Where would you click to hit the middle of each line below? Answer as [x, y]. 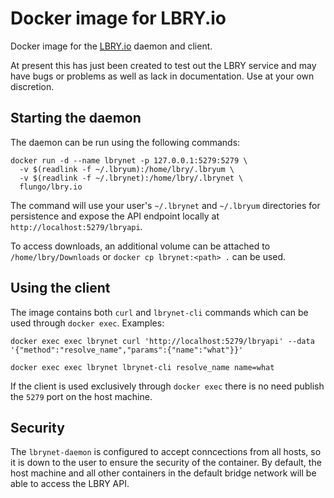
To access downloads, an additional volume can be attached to [140, 246]
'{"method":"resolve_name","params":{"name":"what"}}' [127, 350]
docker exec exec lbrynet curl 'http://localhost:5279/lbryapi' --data [162, 341]
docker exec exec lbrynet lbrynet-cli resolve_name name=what [142, 367]
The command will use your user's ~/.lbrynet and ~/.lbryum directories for [165, 205]
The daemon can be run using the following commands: [125, 142]
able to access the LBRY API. [70, 484]
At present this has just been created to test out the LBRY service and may [163, 65]
